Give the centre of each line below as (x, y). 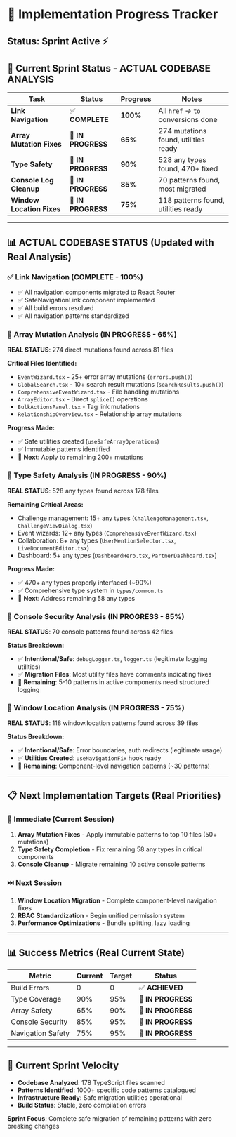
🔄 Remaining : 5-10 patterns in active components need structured (113, 682)
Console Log (32, 180)
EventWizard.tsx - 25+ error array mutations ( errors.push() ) (105, 377)
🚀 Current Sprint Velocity (63, 1066)
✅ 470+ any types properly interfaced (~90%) (85, 583)
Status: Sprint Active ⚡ (58, 41)
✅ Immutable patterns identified (64, 449)
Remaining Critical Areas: (45, 504)
